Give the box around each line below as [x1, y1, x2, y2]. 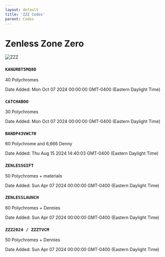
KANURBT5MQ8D [5, 66, 37, 72]
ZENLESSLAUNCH [5, 194, 39, 200]
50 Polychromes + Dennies [5, 237, 60, 243]
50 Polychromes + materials [5, 173, 63, 179]
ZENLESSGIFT [5, 163, 34, 169]
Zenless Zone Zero [5, 38, 84, 49]
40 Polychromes [5, 76, 39, 82]
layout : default [5, 7, 39, 12]
